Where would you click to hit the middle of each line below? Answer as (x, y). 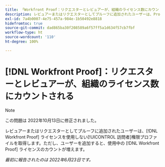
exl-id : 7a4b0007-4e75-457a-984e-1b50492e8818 (54, 19)
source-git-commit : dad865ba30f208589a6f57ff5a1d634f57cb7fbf (70, 28)
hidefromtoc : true (24, 23)
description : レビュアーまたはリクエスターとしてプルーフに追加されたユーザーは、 (79, 14)
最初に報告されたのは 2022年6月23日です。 (49, 160)
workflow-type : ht (24, 32)
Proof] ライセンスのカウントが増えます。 (46, 149)
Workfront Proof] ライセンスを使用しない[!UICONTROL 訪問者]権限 (73, 137)
